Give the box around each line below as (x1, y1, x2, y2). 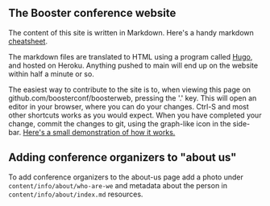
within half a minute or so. (8, 68, 94, 79)
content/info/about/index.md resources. (8, 189, 143, 199)
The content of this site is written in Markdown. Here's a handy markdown (8, 27, 254, 37)
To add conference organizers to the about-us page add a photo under (8, 172, 243, 182)
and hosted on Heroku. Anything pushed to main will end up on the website (8, 60, 259, 70)
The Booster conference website (8, 6, 177, 20)
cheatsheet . (8, 36, 48, 46)
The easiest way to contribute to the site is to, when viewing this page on (8, 84, 251, 94)
